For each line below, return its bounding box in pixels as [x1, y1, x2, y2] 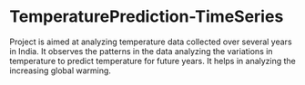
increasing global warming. [9, 65, 112, 76]
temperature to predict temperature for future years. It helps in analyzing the [9, 55, 296, 66]
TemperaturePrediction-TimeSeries [9, 6, 284, 27]
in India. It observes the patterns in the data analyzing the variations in [9, 45, 273, 56]
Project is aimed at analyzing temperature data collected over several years [9, 36, 293, 47]
